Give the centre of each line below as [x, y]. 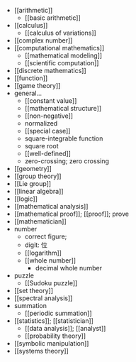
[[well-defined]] [47, 153]
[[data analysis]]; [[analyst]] [65, 328]
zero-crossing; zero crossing [67, 161]
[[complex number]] [43, 40]
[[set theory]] [34, 291]
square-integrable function [64, 138]
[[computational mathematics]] [59, 48]
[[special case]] [47, 131]
